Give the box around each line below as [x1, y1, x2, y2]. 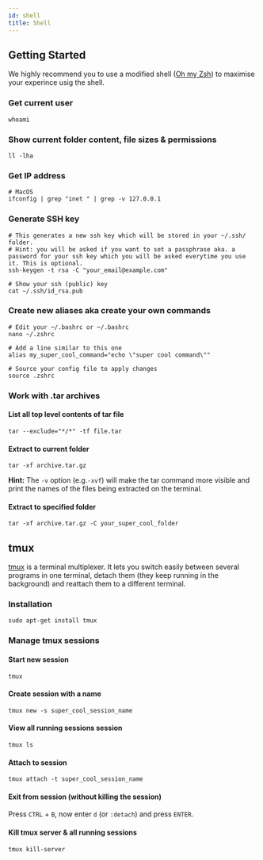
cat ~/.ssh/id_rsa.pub [8, 287, 83, 295]
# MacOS [8, 188, 34, 197]
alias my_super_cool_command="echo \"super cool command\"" [8, 350, 212, 359]
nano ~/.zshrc [8, 330, 55, 338]
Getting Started [8, 48, 86, 62]
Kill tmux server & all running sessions [8, 828, 137, 837]
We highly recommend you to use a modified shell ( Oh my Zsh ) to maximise [8, 69, 255, 79]
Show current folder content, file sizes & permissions [8, 134, 217, 145]
